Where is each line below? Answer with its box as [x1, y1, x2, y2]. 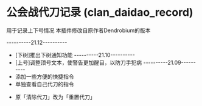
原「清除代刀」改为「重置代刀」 [15, 93, 96, 101]
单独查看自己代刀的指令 [15, 80, 74, 88]
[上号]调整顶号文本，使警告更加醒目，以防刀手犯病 [15, 59, 142, 66]
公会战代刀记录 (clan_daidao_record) [6, 5, 193, 19]
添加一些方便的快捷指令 [15, 73, 74, 80]
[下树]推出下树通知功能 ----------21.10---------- [15, 51, 135, 58]
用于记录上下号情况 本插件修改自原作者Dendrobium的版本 [6, 27, 151, 34]
